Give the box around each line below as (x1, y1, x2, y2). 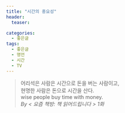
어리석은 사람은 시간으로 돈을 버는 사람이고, (20, 80, 120, 87)
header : (6, 14, 25, 20)
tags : (6, 41, 19, 47)
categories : (6, 30, 35, 36)
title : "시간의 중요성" (6, 8, 57, 15)
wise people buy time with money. (20, 93, 104, 100)
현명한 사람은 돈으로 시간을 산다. (20, 87, 94, 94)
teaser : (11, 19, 31, 25)
